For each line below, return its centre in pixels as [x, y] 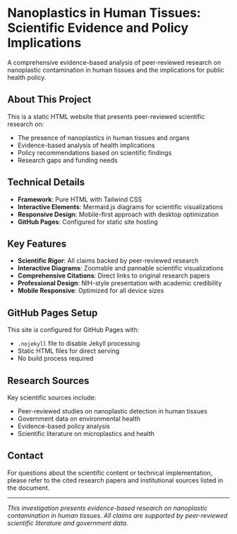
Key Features [37, 243]
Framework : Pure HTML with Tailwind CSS [80, 199]
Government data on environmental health [79, 418]
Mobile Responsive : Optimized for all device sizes [91, 291]
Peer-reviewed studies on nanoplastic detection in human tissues [113, 411]
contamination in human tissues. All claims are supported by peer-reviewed [117, 515]
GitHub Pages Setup [53, 312]
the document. [29, 488]
